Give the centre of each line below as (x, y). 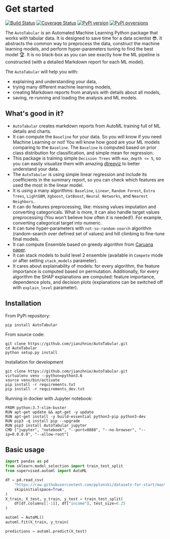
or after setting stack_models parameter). (55, 260)
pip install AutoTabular (31, 325)
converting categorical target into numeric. (57, 223)
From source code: (25, 334)
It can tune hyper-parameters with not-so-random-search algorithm (82, 228)
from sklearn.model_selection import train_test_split (64, 466)
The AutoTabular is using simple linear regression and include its (80, 174)
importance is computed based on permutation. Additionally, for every (86, 271)
